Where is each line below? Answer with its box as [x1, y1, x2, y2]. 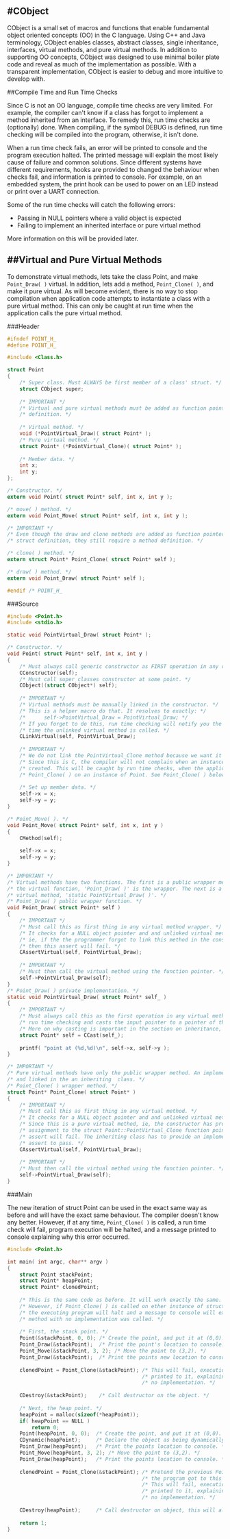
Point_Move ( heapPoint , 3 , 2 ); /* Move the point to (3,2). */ [19, 1449, 201, 1456]
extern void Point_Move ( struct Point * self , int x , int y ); [7, 512, 188, 519]
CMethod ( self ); [19, 835, 63, 841]
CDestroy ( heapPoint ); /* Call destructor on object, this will [19, 1507, 216, 1514]
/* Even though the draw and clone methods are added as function [7, 531, 201, 538]
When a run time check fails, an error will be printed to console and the [7, 143, 207, 151]
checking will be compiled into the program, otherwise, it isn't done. [7, 130, 199, 138]
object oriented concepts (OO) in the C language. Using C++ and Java [7, 31, 205, 39]
